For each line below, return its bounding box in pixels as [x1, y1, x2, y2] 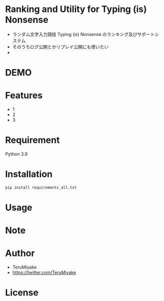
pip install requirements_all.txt [5, 185, 77, 190]
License [5, 287, 39, 298]
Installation [5, 168, 53, 180]
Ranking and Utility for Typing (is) [5, 3, 147, 15]
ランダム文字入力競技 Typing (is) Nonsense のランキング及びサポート [12, 31, 155, 37]
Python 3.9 [5, 151, 28, 157]
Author [5, 247, 35, 259]
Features [5, 90, 43, 101]
